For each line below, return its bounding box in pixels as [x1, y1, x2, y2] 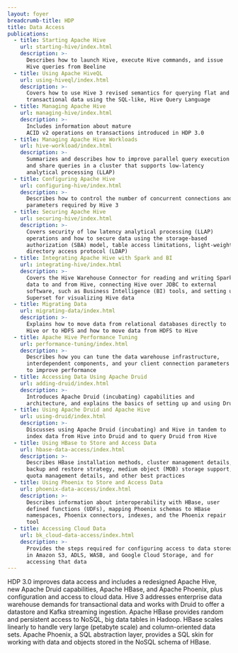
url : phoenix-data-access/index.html [20, 485, 132, 493]
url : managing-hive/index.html [20, 109, 113, 116]
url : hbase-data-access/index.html [20, 446, 125, 453]
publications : [7, 30, 50, 38]
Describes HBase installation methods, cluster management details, [25, 459, 233, 466]
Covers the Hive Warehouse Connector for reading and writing [25, 274, 214, 281]
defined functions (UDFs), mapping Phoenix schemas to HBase [25, 505, 211, 512]
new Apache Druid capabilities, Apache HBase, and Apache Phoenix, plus [7, 585, 223, 593]
